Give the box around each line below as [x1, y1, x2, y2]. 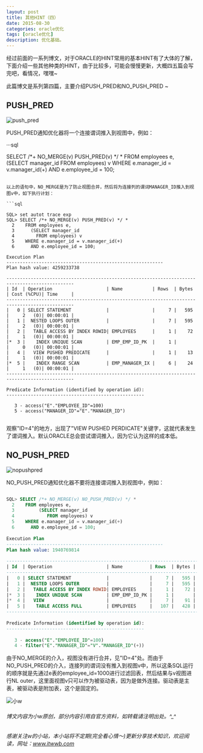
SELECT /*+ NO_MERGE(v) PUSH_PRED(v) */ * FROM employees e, [6, 153, 175, 160]
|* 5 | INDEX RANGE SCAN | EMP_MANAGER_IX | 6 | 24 [6, 360, 193, 366]
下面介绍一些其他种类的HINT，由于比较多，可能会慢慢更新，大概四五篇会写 [6, 62, 194, 69]
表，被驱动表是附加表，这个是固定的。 [6, 684, 101, 692]
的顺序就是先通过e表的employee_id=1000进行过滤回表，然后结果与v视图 [6, 669, 187, 677]
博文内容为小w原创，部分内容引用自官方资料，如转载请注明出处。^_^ [6, 712, 176, 720]
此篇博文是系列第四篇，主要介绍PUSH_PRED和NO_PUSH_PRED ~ [6, 82, 169, 90]
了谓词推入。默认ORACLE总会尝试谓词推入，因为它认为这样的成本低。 [6, 432, 181, 440]
